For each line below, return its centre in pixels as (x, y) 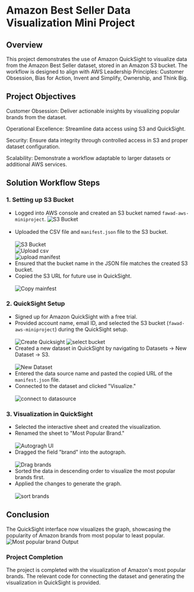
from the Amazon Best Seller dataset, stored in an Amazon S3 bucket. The (97, 65)
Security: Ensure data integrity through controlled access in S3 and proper (97, 140)
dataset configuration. (33, 147)
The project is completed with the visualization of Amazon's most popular (96, 570)
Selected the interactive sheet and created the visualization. (88, 427)
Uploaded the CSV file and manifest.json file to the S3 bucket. (91, 231)
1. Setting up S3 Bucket (40, 200)
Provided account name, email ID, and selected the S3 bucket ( (92, 323)
